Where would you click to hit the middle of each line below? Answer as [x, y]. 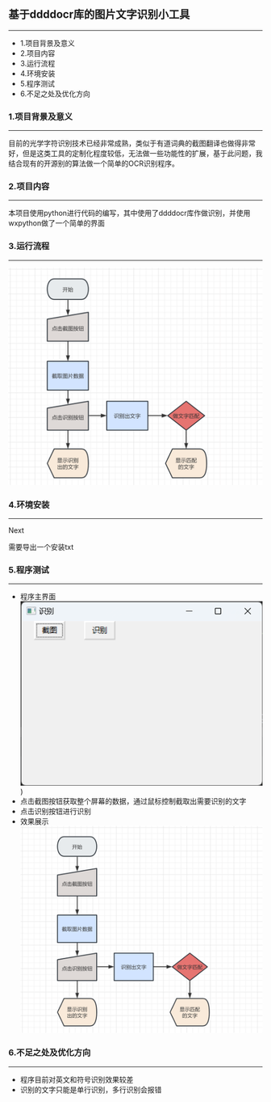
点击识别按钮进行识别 [55, 811]
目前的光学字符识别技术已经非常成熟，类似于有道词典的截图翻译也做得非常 [132, 143]
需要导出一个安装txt [41, 547]
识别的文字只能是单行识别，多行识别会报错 [91, 1089]
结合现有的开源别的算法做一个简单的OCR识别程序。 [94, 163]
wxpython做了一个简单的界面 [56, 223]
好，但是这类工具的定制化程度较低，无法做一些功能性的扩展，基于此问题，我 [135, 154]
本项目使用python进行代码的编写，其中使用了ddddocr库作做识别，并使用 [129, 213]
